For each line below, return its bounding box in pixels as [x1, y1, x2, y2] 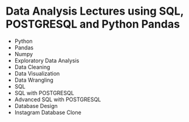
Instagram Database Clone [14, 109, 81, 116]
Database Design [14, 102, 58, 109]
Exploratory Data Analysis [14, 57, 80, 64]
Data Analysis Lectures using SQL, [5, 4, 184, 18]
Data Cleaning [14, 63, 50, 71]
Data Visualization [14, 70, 60, 77]
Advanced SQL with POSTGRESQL [14, 96, 101, 103]
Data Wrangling [14, 76, 54, 84]
